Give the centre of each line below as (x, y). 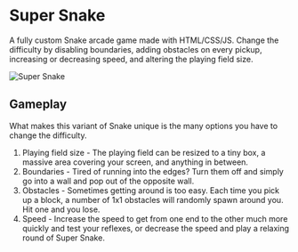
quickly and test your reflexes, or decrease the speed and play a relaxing (156, 228)
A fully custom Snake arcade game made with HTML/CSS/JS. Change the (144, 40)
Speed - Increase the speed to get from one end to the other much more (155, 218)
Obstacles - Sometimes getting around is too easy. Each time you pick (151, 190)
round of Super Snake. (63, 238)
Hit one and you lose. (61, 209)
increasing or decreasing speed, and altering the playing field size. (131, 59)
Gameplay (38, 105)
